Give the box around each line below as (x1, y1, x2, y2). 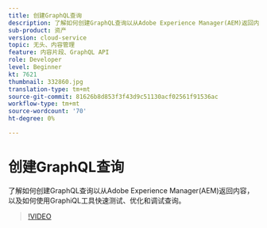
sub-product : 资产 (8, 26, 67, 34)
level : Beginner (8, 63, 62, 71)
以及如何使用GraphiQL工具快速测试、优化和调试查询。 (8, 196, 186, 205)
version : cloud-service (8, 33, 87, 42)
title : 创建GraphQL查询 (8, 11, 82, 20)
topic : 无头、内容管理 (8, 41, 75, 49)
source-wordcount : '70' (8, 108, 87, 116)
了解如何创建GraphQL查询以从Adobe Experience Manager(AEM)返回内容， (8, 185, 254, 195)
